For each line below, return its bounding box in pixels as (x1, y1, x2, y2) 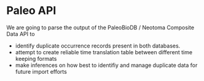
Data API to (6, 30, 35, 37)
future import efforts (15, 68, 68, 75)
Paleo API (6, 4, 57, 18)
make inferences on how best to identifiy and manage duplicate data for (15, 62, 198, 69)
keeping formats (15, 55, 57, 62)
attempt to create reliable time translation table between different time (15, 48, 192, 55)
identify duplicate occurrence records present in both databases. (15, 42, 181, 49)
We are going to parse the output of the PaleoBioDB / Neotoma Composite (6, 24, 195, 31)
